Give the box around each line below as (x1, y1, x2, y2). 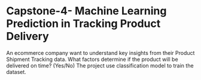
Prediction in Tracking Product (6, 17, 161, 30)
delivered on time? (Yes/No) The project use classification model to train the (6, 61, 194, 69)
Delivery (6, 30, 49, 43)
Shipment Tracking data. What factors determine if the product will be (6, 56, 178, 63)
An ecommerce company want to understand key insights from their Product (6, 49, 195, 56)
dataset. (6, 68, 27, 75)
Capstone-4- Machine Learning (6, 4, 167, 18)
